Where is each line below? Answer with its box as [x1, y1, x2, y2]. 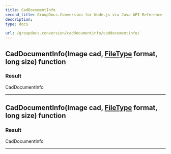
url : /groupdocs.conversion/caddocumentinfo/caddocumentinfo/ [5, 31, 140, 36]
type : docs [5, 21, 28, 27]
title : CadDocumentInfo [5, 7, 56, 13]
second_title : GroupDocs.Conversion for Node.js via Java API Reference [5, 12, 163, 17]
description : [5, 17, 33, 22]
